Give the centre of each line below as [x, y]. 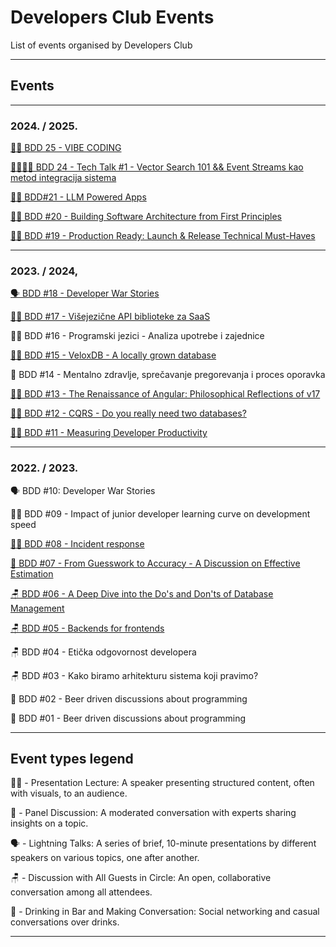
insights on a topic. [49, 823]
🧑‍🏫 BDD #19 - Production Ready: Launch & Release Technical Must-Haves [163, 236]
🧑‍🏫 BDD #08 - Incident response [77, 543]
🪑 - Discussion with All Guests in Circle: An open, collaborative [141, 878]
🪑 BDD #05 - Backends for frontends [87, 628]
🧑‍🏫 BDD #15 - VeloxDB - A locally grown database [113, 355]
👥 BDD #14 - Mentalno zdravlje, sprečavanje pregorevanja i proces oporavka [168, 375]
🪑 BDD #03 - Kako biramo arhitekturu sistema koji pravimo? [134, 675]
